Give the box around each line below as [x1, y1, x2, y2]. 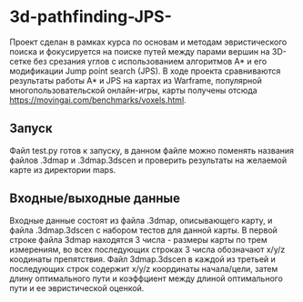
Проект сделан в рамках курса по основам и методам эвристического [9, 36, 288, 47]
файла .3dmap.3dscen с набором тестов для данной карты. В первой [9, 225, 278, 236]
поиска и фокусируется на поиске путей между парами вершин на [9, 45, 270, 56]
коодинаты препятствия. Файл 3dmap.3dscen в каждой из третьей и [9, 253, 276, 265]
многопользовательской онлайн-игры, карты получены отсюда [9, 85, 258, 96]
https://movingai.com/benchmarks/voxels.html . [9, 94, 187, 106]
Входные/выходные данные [9, 191, 180, 206]
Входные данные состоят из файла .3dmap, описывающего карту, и [9, 215, 273, 226]
